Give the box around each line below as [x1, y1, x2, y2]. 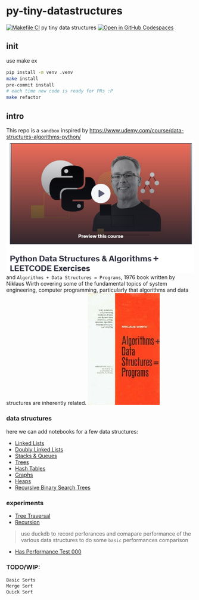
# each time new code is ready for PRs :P [6, 88, 113, 94]
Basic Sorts [6, 577, 36, 583]
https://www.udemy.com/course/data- [89, 126, 184, 134]
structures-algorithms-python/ [6, 133, 82, 140]
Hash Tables [14, 465, 46, 472]
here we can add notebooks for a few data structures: [6, 428, 138, 435]
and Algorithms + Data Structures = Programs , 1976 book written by [6, 274, 176, 281]
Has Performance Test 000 [14, 548, 82, 555]
